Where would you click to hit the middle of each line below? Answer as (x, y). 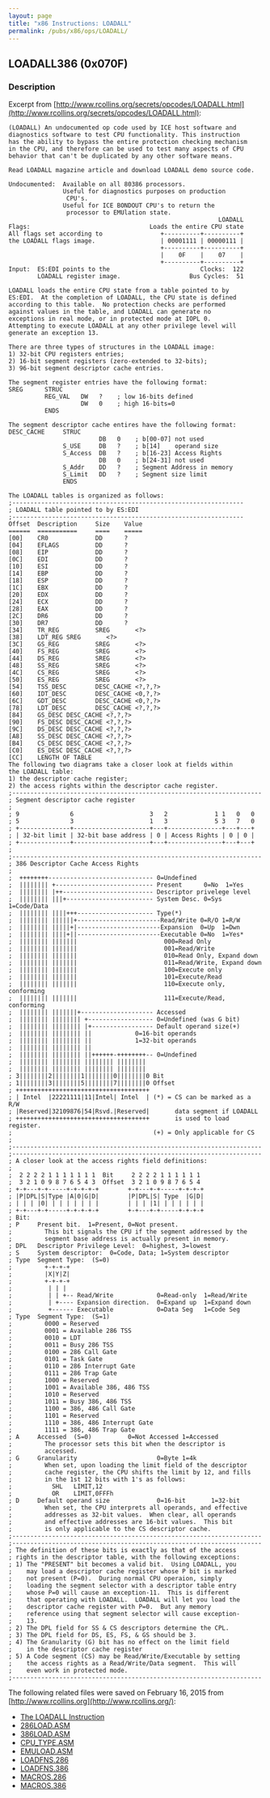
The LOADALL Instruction (62, 1717)
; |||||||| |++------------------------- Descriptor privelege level (130, 892)
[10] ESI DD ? (68, 567)
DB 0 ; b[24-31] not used (151, 461)
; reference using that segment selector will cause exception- (124, 1614)
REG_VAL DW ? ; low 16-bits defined (119, 397)
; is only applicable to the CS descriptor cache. (110, 1529)
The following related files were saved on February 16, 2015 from (116, 1693)
